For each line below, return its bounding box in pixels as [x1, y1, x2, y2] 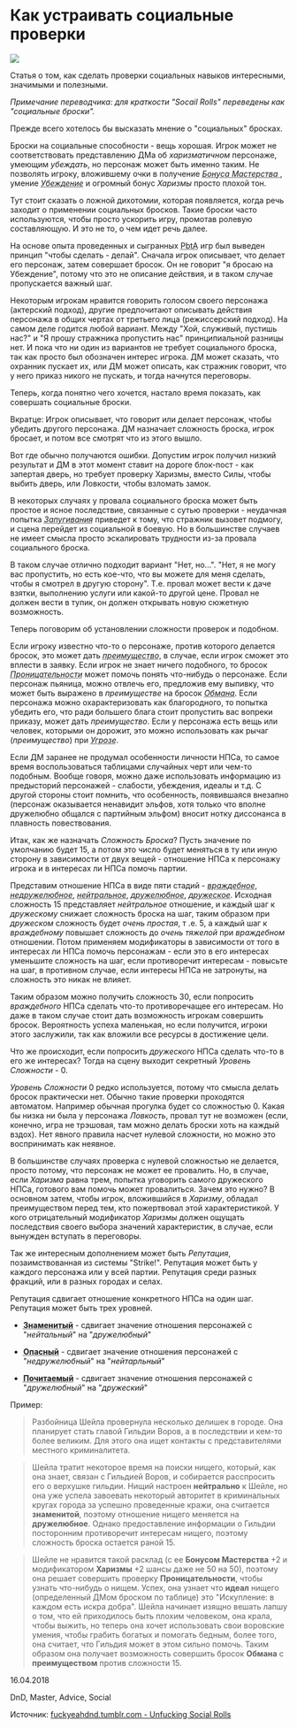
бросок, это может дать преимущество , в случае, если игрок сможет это [10, 649, 289, 660]
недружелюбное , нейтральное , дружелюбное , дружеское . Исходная [10, 889, 272, 900]
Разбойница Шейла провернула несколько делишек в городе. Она [31, 1417, 284, 1427]
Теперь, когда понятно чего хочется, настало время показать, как [10, 387, 262, 398]
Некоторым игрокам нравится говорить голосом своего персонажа [10, 295, 269, 305]
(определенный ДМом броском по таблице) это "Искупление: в [31, 1592, 275, 1602]
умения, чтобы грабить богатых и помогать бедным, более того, [31, 1629, 278, 1640]
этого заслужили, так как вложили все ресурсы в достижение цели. [10, 1028, 269, 1040]
